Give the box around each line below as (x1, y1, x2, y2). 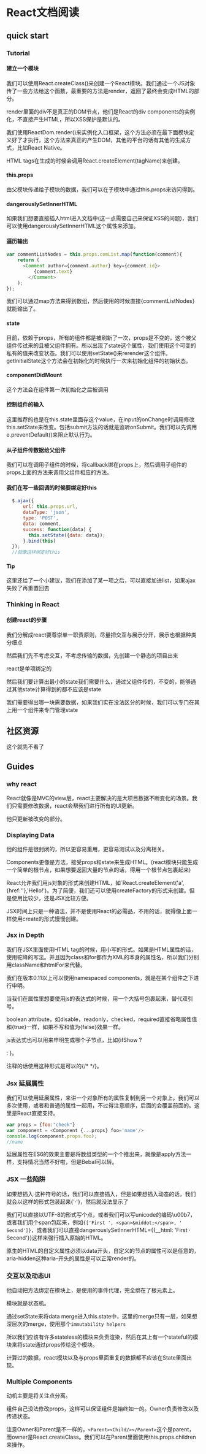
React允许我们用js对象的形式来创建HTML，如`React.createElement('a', (6, 879, 185, 887)
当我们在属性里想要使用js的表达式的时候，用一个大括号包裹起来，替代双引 (6, 995, 193, 1002)
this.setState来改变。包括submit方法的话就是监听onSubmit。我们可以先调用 (6, 424, 197, 431)
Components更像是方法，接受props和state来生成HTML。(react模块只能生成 (6, 859, 198, 866)
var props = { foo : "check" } (6, 1122, 75, 1128)
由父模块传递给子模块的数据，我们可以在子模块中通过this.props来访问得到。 (6, 185, 198, 193)
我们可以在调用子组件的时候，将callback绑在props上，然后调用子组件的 (6, 461, 187, 469)
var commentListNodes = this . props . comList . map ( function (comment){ (6, 251, 183, 258)
